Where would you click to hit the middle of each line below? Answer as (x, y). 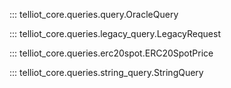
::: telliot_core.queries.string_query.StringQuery (106, 72)
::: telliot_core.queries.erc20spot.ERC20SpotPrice (111, 53)
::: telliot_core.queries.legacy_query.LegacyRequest (115, 33)
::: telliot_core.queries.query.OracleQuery (94, 14)
